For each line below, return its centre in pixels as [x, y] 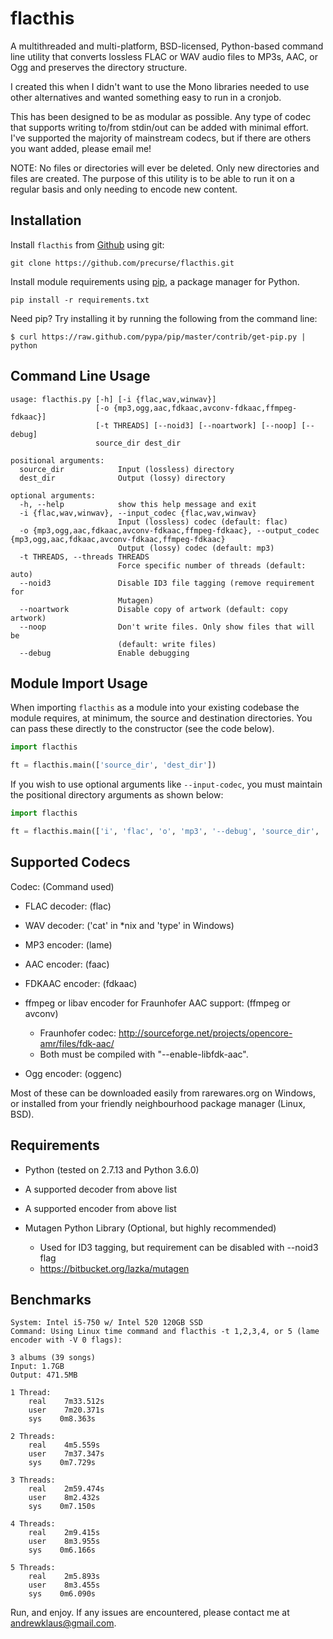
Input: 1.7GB [37, 1367]
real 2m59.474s [66, 1489]
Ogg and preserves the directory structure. [99, 67]
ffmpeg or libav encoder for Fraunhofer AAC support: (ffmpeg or [157, 1003]
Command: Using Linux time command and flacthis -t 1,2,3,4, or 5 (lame [165, 1332]
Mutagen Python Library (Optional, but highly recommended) [150, 1228]
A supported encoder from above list [100, 1208]
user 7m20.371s [66, 1410]
